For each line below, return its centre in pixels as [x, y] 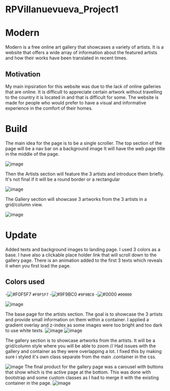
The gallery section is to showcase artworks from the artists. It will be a [80, 340]
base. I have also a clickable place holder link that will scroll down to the [81, 255]
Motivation [23, 74]
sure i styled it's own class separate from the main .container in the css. [81, 357]
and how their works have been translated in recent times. [66, 58]
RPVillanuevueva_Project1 [62, 9]
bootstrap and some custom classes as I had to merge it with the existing [82, 377]
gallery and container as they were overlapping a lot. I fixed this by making [83, 351]
